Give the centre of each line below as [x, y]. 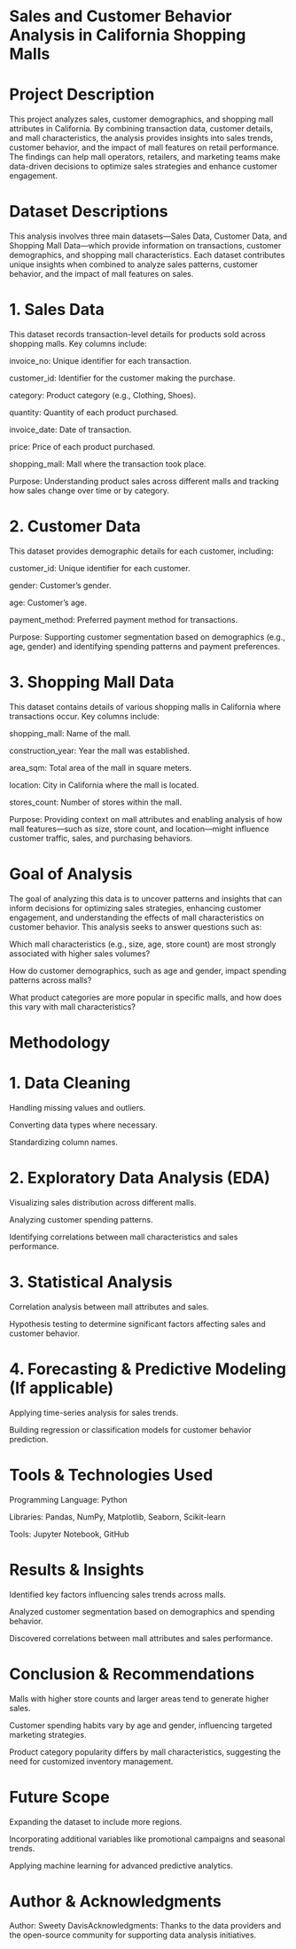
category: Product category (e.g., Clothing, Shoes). [103, 395]
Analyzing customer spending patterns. [81, 1219]
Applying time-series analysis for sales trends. [94, 1412]
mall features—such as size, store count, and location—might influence [139, 829]
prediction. [29, 1439]
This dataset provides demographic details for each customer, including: [141, 551]
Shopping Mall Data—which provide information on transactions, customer [145, 246]
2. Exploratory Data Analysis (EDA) [140, 1178]
